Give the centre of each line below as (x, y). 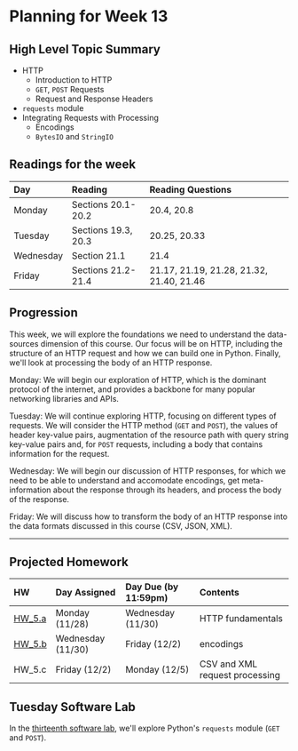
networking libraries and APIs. (64, 398)
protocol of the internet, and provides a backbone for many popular (132, 389)
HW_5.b (30, 644)
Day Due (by (152, 587)
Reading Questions (191, 189)
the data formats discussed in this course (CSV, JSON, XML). (121, 525)
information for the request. (59, 453)
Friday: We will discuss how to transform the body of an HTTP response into (149, 516)
